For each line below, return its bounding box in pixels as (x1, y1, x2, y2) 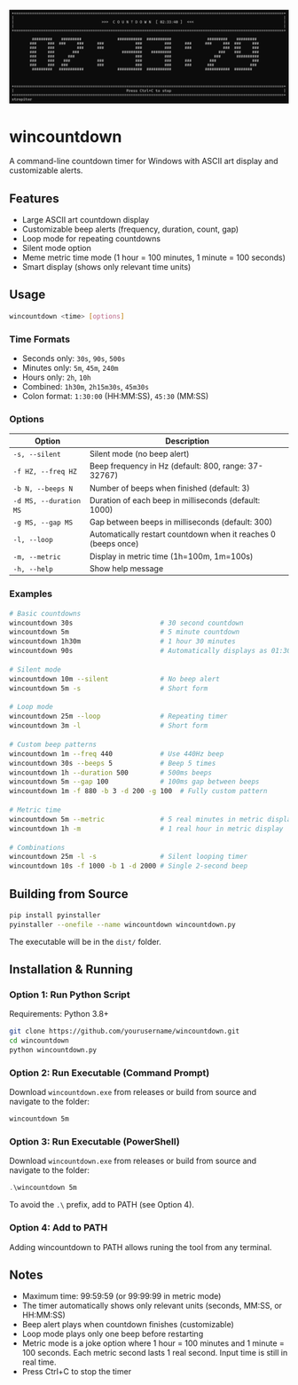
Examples (9, 587, 53, 600)
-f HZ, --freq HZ (12, 467, 77, 476)
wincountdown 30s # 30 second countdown (9, 618, 244, 627)
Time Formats (9, 333, 71, 345)
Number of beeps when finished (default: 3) (89, 483, 250, 493)
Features (9, 191, 59, 206)
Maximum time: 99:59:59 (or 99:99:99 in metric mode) (21, 1291, 222, 1302)
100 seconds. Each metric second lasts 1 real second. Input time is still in (21, 1348, 288, 1358)
